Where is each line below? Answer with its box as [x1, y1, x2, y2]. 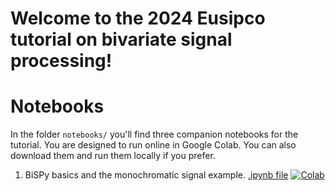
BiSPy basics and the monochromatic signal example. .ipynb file [24, 169, 289, 181]
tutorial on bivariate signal [10, 28, 233, 51]
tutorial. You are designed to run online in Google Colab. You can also [10, 139, 297, 151]
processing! [10, 50, 113, 72]
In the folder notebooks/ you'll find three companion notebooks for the [10, 128, 299, 141]
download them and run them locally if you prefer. [10, 150, 216, 162]
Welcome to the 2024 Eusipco [10, 7, 266, 30]
